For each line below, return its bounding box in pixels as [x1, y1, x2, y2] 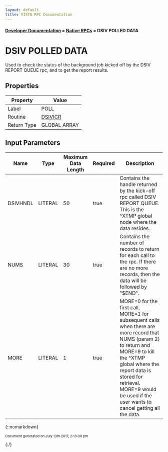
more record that [119, 329, 159, 336]
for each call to [119, 252, 155, 259]
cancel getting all [119, 404, 160, 411]
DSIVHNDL [7, 200, 33, 207]
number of [119, 239, 144, 246]
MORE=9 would [119, 386, 156, 393]
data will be [119, 277, 146, 284]
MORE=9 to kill [119, 348, 155, 355]
